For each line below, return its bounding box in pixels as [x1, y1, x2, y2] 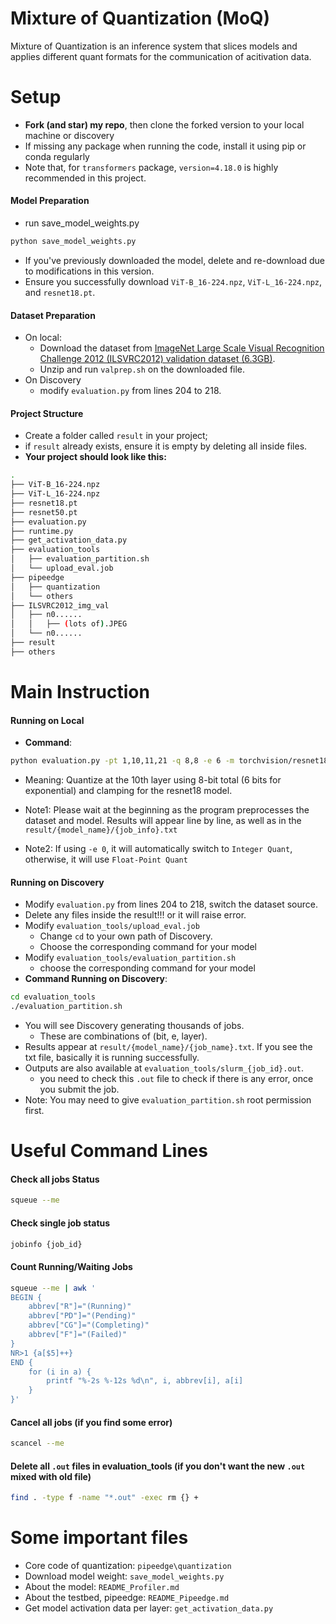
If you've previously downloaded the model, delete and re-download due [24, 254, 325, 266]
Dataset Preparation [10, 309, 96, 321]
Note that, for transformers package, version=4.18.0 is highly [24, 161, 279, 173]
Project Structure [10, 407, 84, 419]
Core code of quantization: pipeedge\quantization [24, 1560, 232, 1572]
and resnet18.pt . [24, 286, 96, 298]
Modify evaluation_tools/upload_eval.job [24, 920, 200, 932]
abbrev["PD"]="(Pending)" [28, 1311, 137, 1321]
